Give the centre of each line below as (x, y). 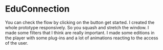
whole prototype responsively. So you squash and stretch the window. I (77, 27)
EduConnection (37, 9)
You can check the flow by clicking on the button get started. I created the (80, 22)
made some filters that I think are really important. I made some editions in (80, 33)
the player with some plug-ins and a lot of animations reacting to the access (81, 38)
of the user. (17, 43)
